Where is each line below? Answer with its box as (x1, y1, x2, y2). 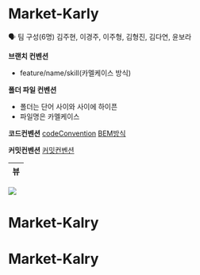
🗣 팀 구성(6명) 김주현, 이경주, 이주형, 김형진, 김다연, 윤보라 (8, 32, 192, 41)
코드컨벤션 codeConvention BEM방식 (8, 128, 126, 138)
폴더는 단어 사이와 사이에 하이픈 (19, 101, 117, 111)
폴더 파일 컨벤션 (8, 85, 57, 94)
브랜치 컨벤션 (8, 51, 49, 60)
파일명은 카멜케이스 (19, 112, 80, 121)
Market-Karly (8, 5, 99, 23)
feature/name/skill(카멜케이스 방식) (19, 68, 131, 78)
